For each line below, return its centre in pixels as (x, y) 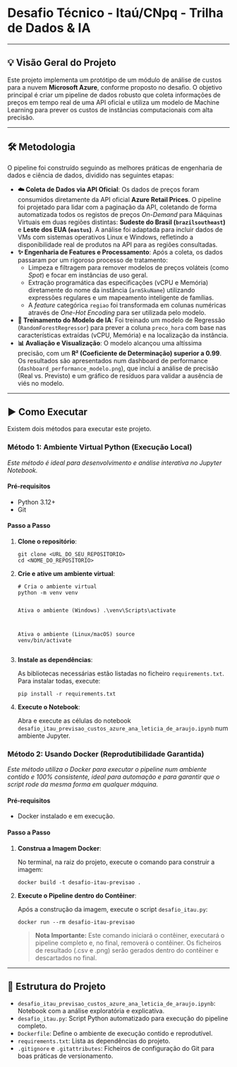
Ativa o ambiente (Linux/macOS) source (76, 634)
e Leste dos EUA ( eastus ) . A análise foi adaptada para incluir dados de (120, 229)
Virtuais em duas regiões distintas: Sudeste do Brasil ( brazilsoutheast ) (121, 222)
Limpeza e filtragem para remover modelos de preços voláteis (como (128, 267)
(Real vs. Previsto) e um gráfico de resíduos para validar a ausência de (120, 375)
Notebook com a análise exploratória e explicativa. (91, 1011)
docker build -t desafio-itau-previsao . (79, 882)
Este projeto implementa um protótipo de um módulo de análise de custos (115, 80)
